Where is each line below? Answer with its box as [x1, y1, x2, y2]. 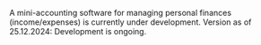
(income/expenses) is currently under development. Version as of [9, 17, 252, 27]
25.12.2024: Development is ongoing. [9, 26, 147, 36]
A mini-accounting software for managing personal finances [9, 8, 231, 18]
